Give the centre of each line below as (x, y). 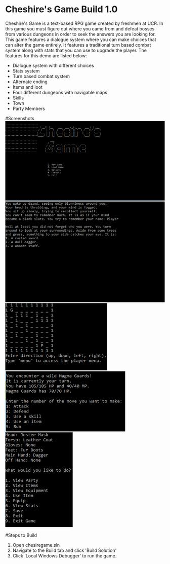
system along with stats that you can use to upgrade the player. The (76, 50)
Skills (18, 98)
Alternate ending (30, 82)
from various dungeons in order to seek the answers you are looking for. (80, 34)
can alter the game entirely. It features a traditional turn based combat (78, 45)
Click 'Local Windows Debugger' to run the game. (65, 555)
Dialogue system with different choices (53, 65)
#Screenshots (20, 118)
